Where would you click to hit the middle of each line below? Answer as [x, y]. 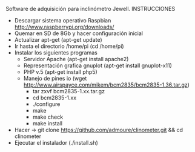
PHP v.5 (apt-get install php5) [60, 72]
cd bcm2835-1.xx [55, 97]
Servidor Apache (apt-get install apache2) [76, 59]
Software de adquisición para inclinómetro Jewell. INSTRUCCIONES [91, 9]
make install [48, 123]
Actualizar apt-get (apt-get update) [58, 40]
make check [48, 117]
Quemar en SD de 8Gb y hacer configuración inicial [79, 33]
